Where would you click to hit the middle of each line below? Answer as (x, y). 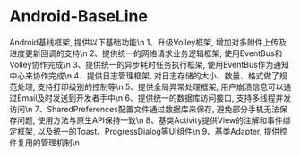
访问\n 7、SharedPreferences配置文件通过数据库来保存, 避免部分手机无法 (145, 109)
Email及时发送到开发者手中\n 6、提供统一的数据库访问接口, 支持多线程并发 (154, 98)
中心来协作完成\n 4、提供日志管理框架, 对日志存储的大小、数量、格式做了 (145, 75)
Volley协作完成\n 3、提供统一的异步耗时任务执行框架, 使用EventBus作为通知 (149, 64)
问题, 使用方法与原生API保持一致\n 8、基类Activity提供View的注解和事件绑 (154, 120)
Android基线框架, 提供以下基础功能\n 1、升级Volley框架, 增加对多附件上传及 (148, 42)
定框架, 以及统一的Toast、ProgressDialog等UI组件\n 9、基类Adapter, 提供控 (149, 131)
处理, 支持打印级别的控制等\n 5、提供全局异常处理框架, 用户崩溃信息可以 (150, 86)
